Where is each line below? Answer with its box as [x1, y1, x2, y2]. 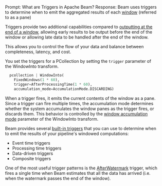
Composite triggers [12, 155, 51, 161]
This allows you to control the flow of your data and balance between [5, 44, 144, 49]
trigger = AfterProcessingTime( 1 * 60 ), [14, 82, 92, 87]
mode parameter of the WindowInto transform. [5, 116, 99, 122]
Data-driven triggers [12, 150, 54, 156]
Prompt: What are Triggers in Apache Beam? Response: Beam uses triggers [5, 4, 157, 10]
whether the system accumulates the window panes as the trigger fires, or [5, 106, 154, 112]
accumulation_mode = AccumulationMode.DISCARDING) [14, 86, 114, 92]
